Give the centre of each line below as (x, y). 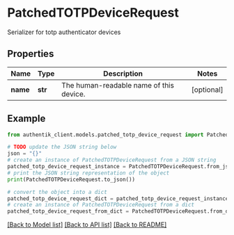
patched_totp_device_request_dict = (60, 198)
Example (26, 119)
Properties (31, 54)
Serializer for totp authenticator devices (64, 32)
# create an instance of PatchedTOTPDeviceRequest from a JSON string (112, 160)
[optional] (207, 90)
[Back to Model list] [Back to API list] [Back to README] (87, 225)
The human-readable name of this (118, 85)
